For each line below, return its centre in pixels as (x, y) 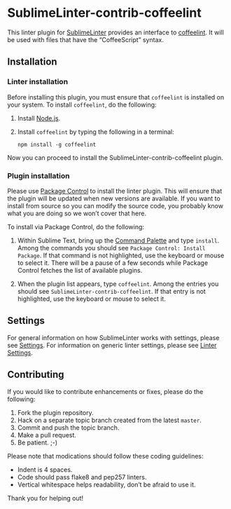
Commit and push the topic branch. (68, 427)
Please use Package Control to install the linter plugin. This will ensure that (115, 191)
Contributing (36, 375)
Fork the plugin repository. (55, 412)
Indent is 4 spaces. (45, 469)
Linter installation (38, 82)
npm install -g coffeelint (57, 144)
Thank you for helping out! (45, 498)
